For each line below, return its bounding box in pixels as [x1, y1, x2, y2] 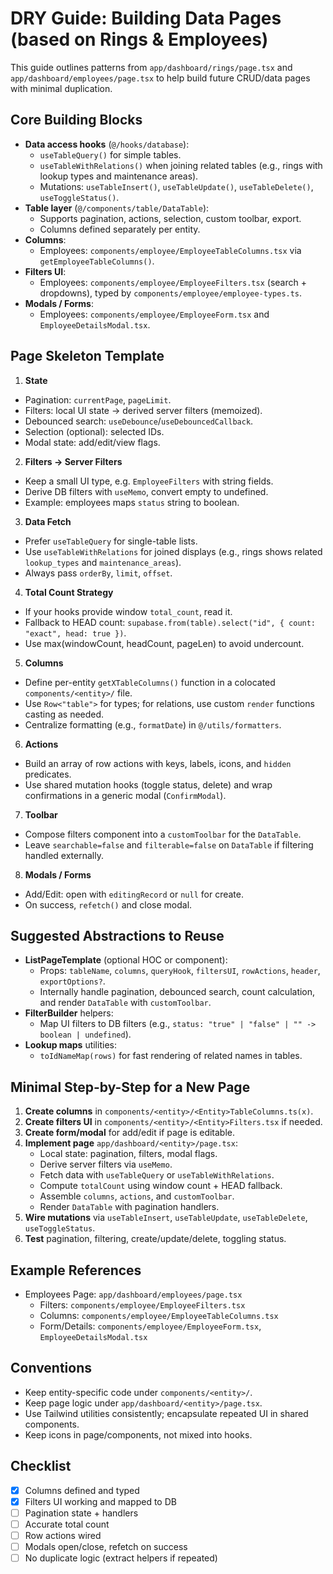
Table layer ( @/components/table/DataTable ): [24, 202, 210, 214]
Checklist [10, 1458, 72, 1475]
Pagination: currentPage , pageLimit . [24, 393, 172, 406]
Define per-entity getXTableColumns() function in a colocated [24, 676, 276, 688]
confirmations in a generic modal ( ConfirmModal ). [24, 789, 227, 801]
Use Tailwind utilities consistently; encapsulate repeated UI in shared [24, 1407, 309, 1419]
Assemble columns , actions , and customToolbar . [39, 1190, 235, 1202]
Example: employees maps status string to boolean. [24, 496, 240, 508]
